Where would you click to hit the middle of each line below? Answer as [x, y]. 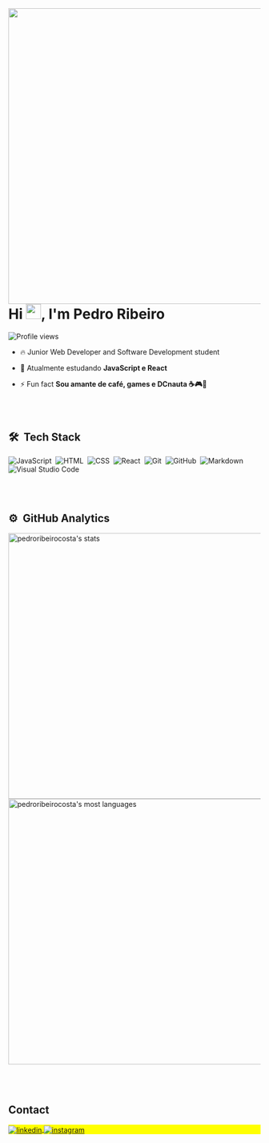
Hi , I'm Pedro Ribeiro [87, 314]
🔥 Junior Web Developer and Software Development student [120, 351]
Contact [29, 1110]
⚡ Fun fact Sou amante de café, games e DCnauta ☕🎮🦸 [113, 383]
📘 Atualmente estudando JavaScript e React [94, 367]
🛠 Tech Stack [45, 438]
